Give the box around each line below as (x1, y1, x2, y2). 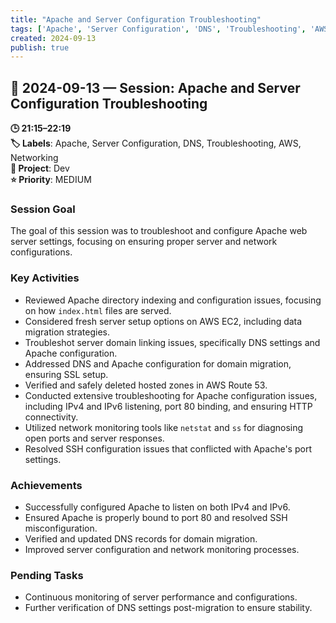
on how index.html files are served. (24, 304, 172, 316)
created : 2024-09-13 (10, 33, 97, 43)
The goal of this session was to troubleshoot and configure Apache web (10, 225, 308, 237)
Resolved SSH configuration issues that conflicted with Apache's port (24, 442, 312, 455)
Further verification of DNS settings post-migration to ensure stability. (24, 602, 313, 614)
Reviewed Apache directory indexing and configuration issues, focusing (24, 294, 322, 306)
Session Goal (10, 202, 76, 216)
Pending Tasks (10, 568, 84, 582)
